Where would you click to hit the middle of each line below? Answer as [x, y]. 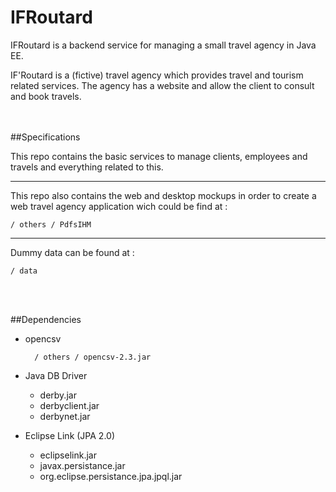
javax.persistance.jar [82, 465]
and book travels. [46, 96]
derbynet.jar [65, 416]
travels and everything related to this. [87, 167]
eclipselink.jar [68, 455]
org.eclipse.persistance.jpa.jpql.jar [111, 476]
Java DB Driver [56, 375]
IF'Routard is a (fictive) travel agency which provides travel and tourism [157, 75]
